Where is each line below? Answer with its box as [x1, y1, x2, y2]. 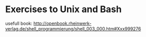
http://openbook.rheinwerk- [33, 20, 92, 26]
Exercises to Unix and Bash [5, 4, 122, 15]
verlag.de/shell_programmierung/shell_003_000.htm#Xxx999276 [5, 25, 141, 31]
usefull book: [5, 20, 33, 26]
